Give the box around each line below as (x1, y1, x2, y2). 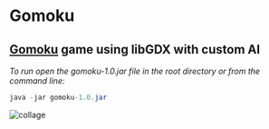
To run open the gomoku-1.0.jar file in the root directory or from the (9, 65, 261, 76)
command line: (9, 75, 65, 86)
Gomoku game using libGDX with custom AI (9, 42, 261, 57)
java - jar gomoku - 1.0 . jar (9, 93, 107, 102)
